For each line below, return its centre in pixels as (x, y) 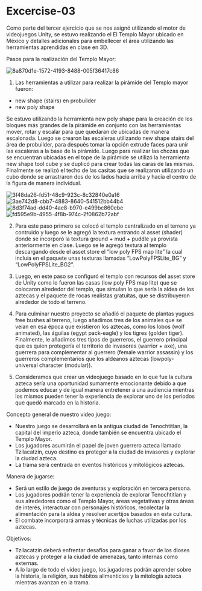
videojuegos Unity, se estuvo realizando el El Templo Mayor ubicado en (95, 34)
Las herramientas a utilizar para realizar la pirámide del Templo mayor (102, 82)
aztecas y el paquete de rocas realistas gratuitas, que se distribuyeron (102, 295)
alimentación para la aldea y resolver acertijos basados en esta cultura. (103, 513)
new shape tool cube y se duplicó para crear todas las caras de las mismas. (100, 163)
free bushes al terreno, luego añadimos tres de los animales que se (99, 320)
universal (26, 365)
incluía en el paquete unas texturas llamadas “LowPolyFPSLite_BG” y (100, 258)
